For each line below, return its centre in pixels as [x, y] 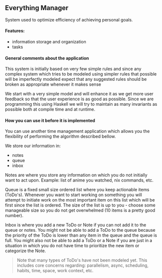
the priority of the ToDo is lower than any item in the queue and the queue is [81, 235]
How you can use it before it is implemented [50, 120]
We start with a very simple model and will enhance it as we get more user [79, 94]
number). [14, 216]
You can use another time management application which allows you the [77, 131]
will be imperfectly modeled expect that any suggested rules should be [76, 79]
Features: [15, 31]
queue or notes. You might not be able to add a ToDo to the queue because [80, 230]
